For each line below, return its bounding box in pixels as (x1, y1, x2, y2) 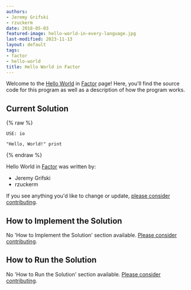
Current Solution (6, 103, 69, 113)
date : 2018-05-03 (6, 25, 49, 31)
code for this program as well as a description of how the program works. (6, 87, 185, 94)
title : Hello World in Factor (6, 63, 81, 70)
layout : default (6, 42, 46, 48)
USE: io (6, 131, 25, 137)
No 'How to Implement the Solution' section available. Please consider (6, 232, 177, 238)
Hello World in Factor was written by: (6, 163, 96, 170)
